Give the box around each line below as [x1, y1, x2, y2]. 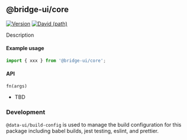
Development [6, 108, 46, 116]
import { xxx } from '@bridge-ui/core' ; [6, 58, 107, 64]
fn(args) [6, 83, 28, 89]
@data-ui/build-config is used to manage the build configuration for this [6, 121, 182, 128]
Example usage [6, 45, 45, 52]
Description [6, 32, 34, 38]
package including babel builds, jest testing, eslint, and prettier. [6, 128, 159, 135]
